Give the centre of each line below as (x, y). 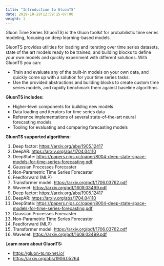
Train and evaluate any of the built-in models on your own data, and (81, 72)
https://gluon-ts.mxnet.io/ (39, 253)
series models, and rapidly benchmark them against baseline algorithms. (86, 88)
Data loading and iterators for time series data (59, 112)
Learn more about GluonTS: (34, 244)
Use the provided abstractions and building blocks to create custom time (86, 82)
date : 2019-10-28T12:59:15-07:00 (40, 14)
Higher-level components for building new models (63, 107)
